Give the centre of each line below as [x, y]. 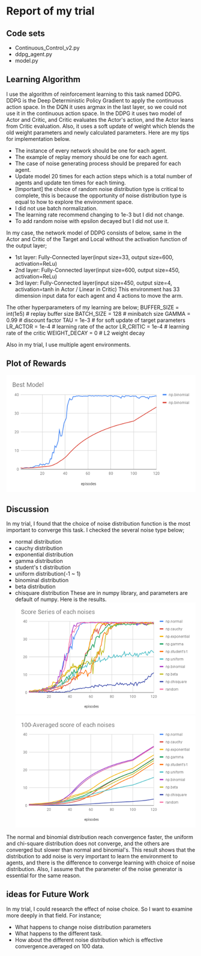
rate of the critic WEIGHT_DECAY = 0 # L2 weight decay [76, 333]
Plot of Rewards [36, 364]
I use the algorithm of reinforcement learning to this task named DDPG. [94, 94]
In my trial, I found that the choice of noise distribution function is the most [98, 524]
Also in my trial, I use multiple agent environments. [68, 344]
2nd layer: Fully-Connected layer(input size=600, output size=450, [97, 270]
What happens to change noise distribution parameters [83, 927]
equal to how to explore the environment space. [74, 202]
